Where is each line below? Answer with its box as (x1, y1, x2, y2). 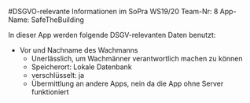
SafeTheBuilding (31, 15, 85, 24)
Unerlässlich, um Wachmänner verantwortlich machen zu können (31, 54, 243, 63)
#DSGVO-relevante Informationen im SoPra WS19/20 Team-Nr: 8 (8, 7, 219, 16)
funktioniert (31, 87, 69, 97)
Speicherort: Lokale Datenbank (31, 62, 132, 72)
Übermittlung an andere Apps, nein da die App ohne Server (31, 79, 224, 88)
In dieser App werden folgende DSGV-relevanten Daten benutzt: (8, 31, 216, 39)
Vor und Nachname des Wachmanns (19, 46, 138, 54)
